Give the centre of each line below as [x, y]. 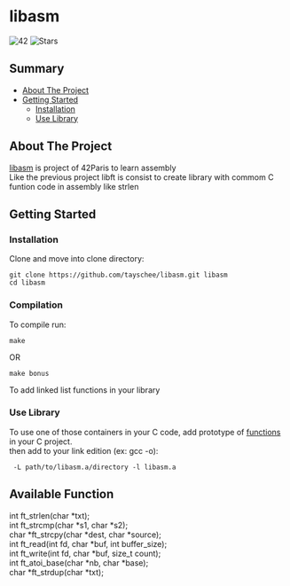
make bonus [29, 373]
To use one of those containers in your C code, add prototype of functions [145, 432]
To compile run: [38, 324]
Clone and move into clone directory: [77, 259]
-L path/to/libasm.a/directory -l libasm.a [94, 467]
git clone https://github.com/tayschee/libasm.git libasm [118, 275]
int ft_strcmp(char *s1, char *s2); [69, 525]
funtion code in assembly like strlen [74, 186]
